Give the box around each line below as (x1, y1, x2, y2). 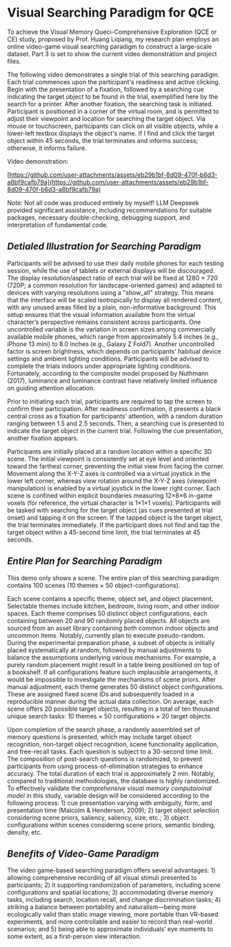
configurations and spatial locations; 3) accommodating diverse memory (7, 888, 214, 897)
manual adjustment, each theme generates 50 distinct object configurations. (7, 682, 224, 691)
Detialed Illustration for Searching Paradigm (7, 240, 201, 253)
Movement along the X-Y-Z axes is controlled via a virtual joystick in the (7, 469, 211, 477)
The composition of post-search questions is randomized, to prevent (7, 754, 203, 763)
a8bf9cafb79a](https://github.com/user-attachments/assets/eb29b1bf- (7, 178, 209, 186)
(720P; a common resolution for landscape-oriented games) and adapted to (7, 281, 223, 289)
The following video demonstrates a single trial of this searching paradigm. (7, 70, 220, 79)
